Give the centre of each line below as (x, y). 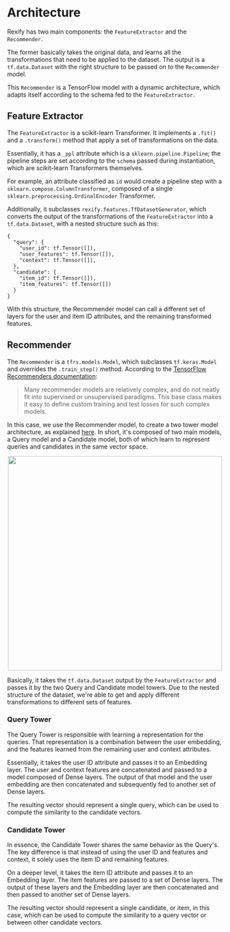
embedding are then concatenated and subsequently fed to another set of (112, 784)
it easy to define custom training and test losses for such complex (117, 404)
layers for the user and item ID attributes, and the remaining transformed (109, 316)
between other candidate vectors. (55, 922)
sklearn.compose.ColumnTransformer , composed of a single (90, 188)
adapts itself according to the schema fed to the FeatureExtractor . (101, 95)
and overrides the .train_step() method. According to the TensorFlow (107, 369)
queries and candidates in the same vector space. (78, 446)
